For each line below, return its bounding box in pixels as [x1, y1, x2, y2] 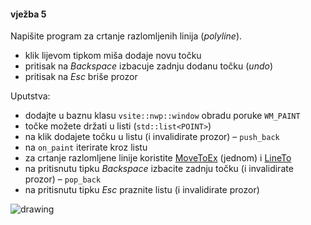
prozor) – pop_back [24, 173, 102, 185]
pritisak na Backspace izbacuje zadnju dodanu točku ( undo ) [24, 60, 273, 72]
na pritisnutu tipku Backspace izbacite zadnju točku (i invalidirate [24, 163, 294, 175]
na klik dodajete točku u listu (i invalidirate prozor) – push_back [24, 131, 280, 143]
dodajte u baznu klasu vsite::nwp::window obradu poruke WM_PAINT [24, 110, 301, 122]
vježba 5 [10, 8, 47, 20]
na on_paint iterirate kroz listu [24, 141, 148, 154]
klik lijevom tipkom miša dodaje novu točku [24, 50, 202, 62]
